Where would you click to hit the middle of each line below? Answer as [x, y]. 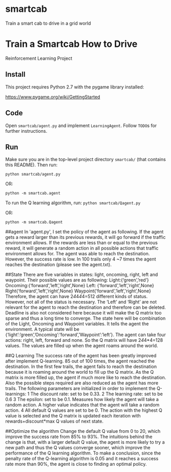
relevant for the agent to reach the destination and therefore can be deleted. [86, 307]
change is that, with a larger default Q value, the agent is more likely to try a [85, 442]
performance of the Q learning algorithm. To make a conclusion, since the [83, 453]
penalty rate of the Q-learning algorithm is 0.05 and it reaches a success [82, 459]
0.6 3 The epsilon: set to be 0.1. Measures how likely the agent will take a [82, 399]
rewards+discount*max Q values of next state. [55, 421]
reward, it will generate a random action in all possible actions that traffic [82, 248]
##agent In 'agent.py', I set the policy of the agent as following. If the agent [84, 232]
